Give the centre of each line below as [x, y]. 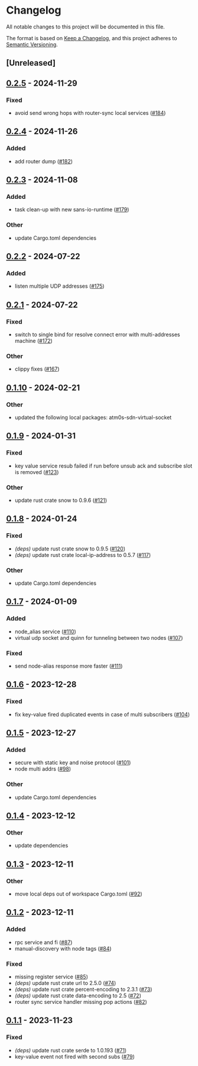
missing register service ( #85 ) [51, 977]
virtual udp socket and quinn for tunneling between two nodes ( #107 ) [99, 637]
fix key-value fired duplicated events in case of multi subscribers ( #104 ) [102, 714]
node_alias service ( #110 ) [46, 632]
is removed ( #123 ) [37, 472]
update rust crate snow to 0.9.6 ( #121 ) [61, 500]
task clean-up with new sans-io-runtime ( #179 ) [72, 210]
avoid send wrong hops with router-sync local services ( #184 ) [90, 113]
